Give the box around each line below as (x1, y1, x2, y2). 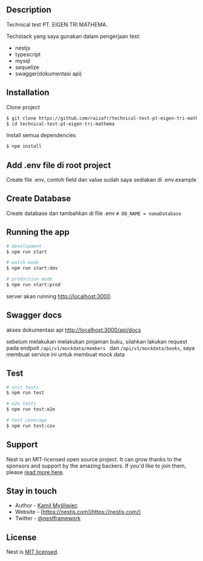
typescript (14, 51, 41, 58)
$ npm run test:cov (6, 423, 56, 429)
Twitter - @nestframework (14, 515, 81, 522)
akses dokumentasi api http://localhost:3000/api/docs (6, 326, 141, 333)
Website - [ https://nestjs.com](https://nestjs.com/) (14, 508, 141, 516)
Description (6, 5, 51, 15)
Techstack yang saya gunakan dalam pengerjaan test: (6, 33, 141, 40)
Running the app (6, 227, 69, 237)
